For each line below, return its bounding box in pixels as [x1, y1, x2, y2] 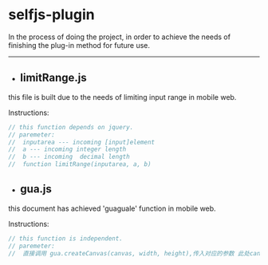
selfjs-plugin [8, 6, 95, 24]
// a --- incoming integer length [8, 145, 127, 153]
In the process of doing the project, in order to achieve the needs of [8, 32, 231, 42]
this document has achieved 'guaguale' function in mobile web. [8, 204, 217, 213]
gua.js [19, 182, 52, 196]
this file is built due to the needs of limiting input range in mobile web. [8, 92, 237, 101]
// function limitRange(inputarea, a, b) [8, 160, 152, 168]
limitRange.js [19, 71, 87, 85]
